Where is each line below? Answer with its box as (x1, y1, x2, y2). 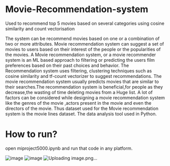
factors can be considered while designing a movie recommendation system (5, 95, 165, 101)
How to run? (5, 129, 57, 140)
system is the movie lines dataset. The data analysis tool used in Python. (5, 110, 157, 117)
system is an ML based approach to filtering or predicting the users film (5, 57, 155, 63)
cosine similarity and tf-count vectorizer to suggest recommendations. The (5, 73, 162, 79)
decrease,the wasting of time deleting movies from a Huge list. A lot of (5, 89, 153, 95)
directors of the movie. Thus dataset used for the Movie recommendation (5, 105, 159, 111)
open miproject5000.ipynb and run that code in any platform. (5, 145, 133, 151)
